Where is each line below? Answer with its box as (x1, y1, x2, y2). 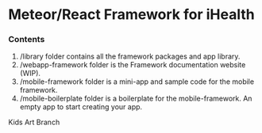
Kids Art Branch (8, 117, 60, 127)
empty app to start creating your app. (19, 102, 143, 112)
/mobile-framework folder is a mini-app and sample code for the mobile (19, 77, 255, 86)
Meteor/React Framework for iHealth (8, 6, 256, 24)
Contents (8, 34, 45, 45)
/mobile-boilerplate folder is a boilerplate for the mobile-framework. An (19, 93, 252, 104)
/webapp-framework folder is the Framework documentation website (19, 60, 246, 70)
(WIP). (19, 69, 41, 78)
